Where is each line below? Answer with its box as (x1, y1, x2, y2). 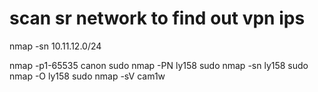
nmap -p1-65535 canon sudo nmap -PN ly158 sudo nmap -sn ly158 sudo (9, 59, 309, 71)
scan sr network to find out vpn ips (9, 7, 306, 30)
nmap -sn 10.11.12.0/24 (9, 40, 102, 52)
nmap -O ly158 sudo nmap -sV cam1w (9, 70, 166, 82)
